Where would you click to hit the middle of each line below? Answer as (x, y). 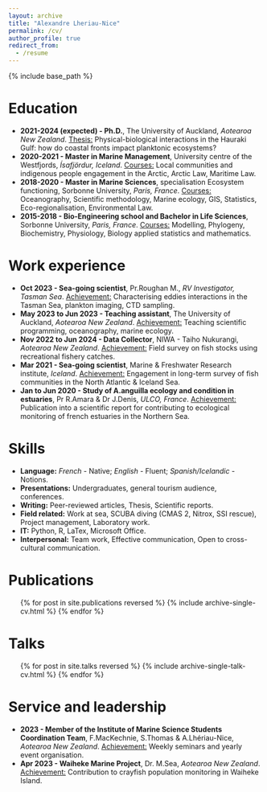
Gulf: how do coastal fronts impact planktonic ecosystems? (118, 148)
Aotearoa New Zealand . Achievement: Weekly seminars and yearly (131, 746)
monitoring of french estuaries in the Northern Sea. (105, 416)
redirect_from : (34, 46)
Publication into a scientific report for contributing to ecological (125, 408)
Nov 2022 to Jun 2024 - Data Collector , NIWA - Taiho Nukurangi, (129, 339)
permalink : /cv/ (35, 31)
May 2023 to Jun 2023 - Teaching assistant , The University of (125, 314)
